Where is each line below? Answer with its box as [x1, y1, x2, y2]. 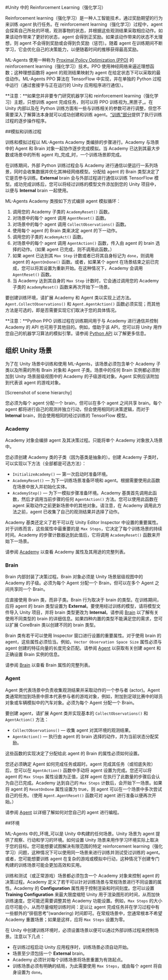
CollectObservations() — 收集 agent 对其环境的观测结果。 [12, 727, 133, 733]
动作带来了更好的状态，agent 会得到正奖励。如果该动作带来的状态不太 [13, 34, 158, 40]
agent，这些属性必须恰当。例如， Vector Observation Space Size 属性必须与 [5, 639, 162, 645]
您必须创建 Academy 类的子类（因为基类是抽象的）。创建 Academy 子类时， [5, 454, 161, 460]
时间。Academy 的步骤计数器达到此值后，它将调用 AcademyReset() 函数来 [5, 532, 156, 538]
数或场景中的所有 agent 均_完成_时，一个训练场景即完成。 [5, 152, 124, 157]
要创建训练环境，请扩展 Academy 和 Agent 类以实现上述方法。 [5, 295, 134, 300]
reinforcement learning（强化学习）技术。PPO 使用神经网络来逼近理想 [5, 63, 150, 69]
